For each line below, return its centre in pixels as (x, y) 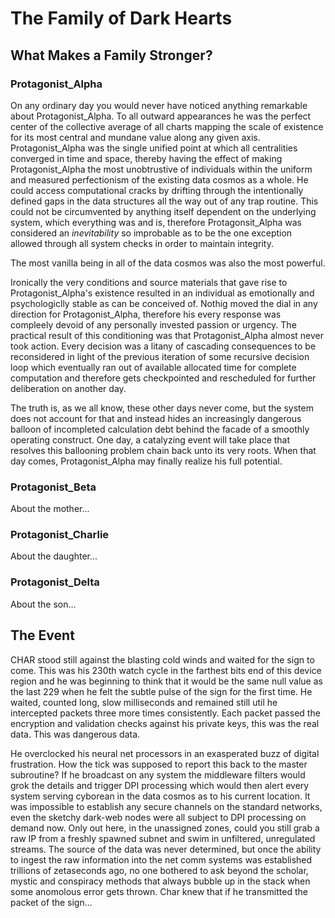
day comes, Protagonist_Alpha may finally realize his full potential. (146, 461)
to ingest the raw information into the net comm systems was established (161, 859)
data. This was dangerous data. (75, 734)
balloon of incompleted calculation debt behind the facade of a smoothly (160, 429)
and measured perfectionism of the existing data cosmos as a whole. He (159, 179)
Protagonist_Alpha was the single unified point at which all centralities (154, 148)
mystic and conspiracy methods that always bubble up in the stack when (160, 881)
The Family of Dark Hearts (121, 18)
